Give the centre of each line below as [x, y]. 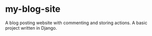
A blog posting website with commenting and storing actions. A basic [76, 23]
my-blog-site [33, 9]
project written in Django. [31, 28]
